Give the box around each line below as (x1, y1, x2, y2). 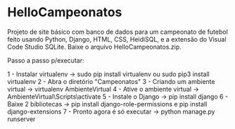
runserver (7, 114, 36, 123)
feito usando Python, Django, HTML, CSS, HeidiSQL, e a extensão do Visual (7, 35, 227, 43)
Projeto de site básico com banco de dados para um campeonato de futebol (7, 27, 229, 36)
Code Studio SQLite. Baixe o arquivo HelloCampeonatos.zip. (7, 42, 182, 51)
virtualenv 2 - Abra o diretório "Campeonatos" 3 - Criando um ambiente (7, 77, 215, 85)
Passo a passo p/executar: (7, 56, 84, 64)
